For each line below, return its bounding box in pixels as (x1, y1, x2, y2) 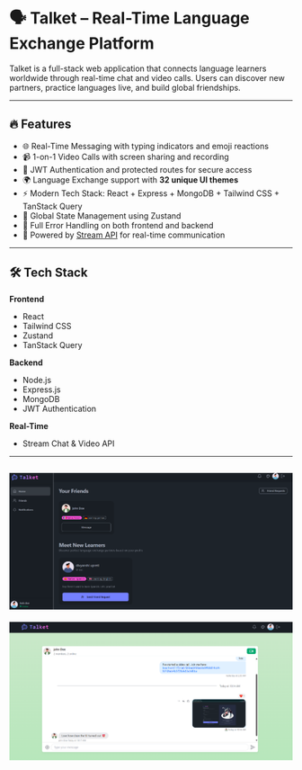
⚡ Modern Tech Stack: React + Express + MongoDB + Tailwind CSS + (22, 187, 280, 199)
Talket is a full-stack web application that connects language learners (9, 63, 267, 74)
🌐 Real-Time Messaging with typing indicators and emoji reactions (22, 140, 270, 151)
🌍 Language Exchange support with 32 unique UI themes (22, 174, 239, 185)
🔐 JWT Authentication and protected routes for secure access (22, 164, 253, 175)
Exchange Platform (9, 33, 155, 54)
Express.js (22, 384, 61, 395)
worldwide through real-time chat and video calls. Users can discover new (9, 72, 285, 83)
